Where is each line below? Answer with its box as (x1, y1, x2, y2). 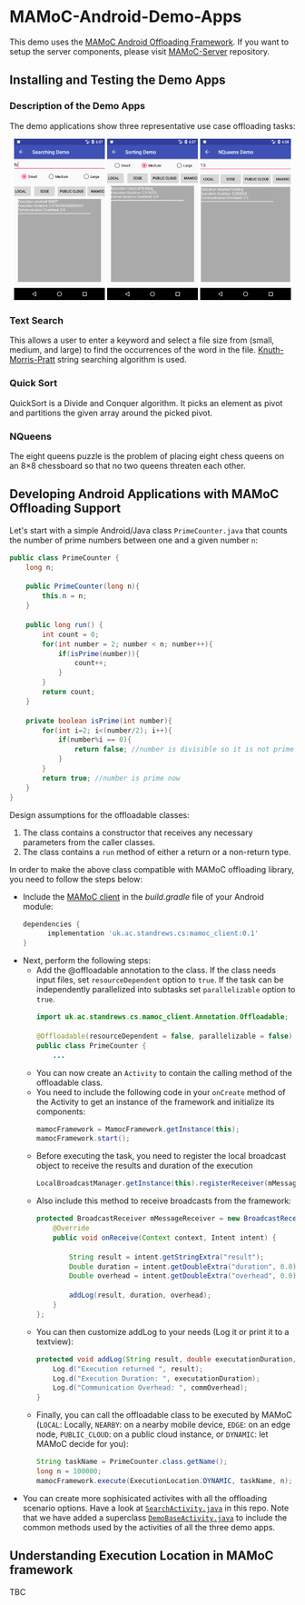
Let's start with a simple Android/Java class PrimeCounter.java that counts (9, 524, 288, 535)
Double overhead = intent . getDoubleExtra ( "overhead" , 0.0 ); (68, 1271, 301, 1281)
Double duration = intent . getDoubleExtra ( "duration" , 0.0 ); (68, 1261, 301, 1271)
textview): (35, 1336, 74, 1347)
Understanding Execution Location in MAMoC (9, 1548, 274, 1564)
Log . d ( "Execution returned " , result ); (53, 1364, 204, 1373)
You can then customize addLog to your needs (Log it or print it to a (35, 1326, 290, 1337)
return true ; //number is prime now (42, 773, 181, 783)
